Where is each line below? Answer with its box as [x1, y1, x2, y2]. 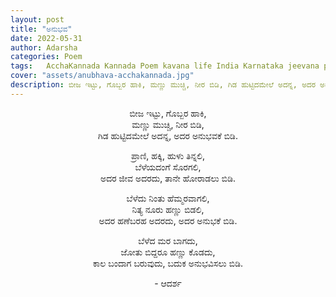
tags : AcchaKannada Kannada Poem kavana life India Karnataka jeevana [10, 61, 320, 71]
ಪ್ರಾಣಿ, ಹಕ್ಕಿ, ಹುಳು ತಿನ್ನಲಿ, [130, 149, 206, 161]
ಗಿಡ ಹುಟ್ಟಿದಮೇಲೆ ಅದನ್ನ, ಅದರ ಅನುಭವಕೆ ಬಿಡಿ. [98, 129, 238, 141]
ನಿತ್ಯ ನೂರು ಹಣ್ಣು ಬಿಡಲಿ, [131, 203, 205, 215]
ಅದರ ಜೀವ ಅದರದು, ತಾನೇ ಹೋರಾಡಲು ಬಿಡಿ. [99, 172, 236, 184]
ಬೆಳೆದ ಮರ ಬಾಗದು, [138, 234, 198, 246]
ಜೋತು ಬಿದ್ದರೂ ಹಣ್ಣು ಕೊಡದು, [120, 246, 216, 258]
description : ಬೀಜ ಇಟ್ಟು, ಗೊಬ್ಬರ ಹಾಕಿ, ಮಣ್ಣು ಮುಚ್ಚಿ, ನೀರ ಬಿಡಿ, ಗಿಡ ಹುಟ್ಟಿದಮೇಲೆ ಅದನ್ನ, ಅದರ [10, 80, 316, 90]
